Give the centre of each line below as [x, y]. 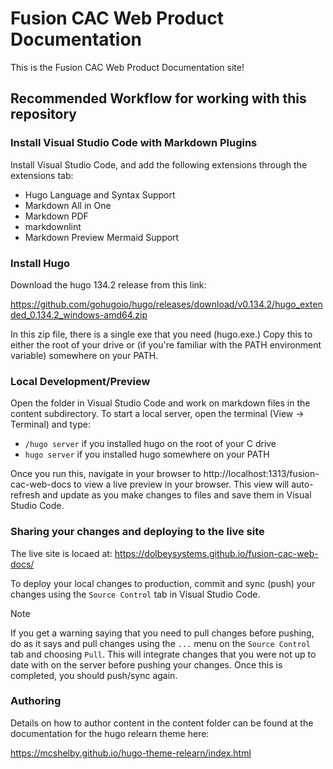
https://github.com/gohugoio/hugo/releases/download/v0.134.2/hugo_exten [166, 304]
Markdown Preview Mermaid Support [102, 237]
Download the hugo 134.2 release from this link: [108, 284]
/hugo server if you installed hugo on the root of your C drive [150, 444]
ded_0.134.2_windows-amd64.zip [79, 314]
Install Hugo [40, 263]
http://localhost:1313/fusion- [261, 474]
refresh [25, 495]
